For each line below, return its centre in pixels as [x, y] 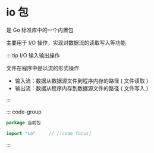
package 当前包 [23, 123]
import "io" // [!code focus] [49, 133]
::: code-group [24, 112]
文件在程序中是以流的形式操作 [43, 68]
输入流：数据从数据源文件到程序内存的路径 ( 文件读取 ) [81, 81]
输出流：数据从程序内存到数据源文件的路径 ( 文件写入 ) [81, 88]
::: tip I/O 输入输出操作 [33, 55]
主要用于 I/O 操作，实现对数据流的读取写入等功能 [66, 42]
